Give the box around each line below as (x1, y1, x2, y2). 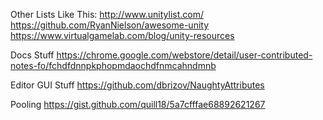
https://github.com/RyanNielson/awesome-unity (10, 19, 210, 31)
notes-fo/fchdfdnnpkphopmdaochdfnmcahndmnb (10, 60, 217, 71)
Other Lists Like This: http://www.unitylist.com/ (10, 9, 204, 20)
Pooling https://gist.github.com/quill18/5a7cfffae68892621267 (10, 99, 266, 110)
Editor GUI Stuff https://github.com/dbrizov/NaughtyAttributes (10, 79, 265, 91)
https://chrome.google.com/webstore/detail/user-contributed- (56, 49, 313, 61)
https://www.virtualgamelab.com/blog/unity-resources (10, 30, 235, 41)
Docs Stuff (10, 49, 55, 61)
